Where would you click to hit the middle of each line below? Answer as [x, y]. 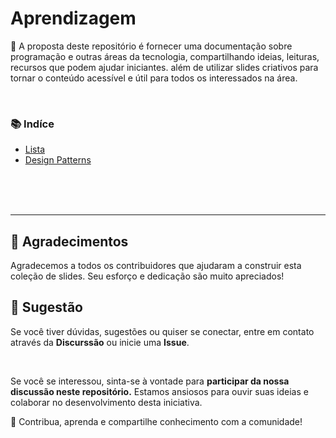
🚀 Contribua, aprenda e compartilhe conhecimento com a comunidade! [156, 421]
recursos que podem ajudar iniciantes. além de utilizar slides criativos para [164, 67]
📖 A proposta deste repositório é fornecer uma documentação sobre [151, 46]
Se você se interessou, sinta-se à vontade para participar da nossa [150, 381]
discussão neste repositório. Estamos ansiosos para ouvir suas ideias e [159, 391]
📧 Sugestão [46, 307]
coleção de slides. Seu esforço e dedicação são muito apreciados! [147, 276]
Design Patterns [58, 160]
